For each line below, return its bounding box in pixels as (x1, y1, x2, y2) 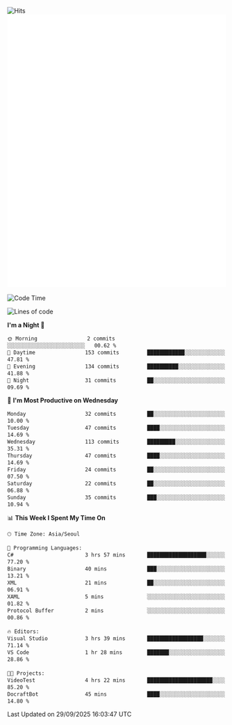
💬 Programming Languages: (7, 545, 82, 552)
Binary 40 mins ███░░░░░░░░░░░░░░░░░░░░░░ (7, 566, 226, 572)
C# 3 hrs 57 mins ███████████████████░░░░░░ (7, 552, 226, 559)
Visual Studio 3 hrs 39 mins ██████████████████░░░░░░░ (7, 635, 226, 642)
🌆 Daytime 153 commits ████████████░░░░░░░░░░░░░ (7, 349, 226, 357)
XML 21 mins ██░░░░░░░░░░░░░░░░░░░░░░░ (7, 579, 226, 586)
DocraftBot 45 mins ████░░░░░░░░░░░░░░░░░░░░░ (7, 691, 226, 698)
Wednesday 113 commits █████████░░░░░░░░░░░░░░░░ (7, 439, 226, 446)
